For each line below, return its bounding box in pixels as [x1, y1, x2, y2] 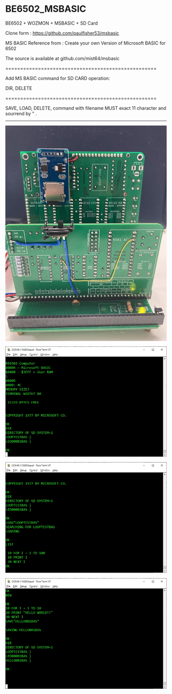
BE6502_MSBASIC [5, 3, 87, 15]
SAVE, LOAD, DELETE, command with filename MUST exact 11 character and [5, 105, 166, 111]
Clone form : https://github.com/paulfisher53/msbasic [5, 30, 119, 36]
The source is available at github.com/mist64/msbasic [5, 55, 120, 62]
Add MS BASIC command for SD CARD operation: [5, 75, 110, 81]
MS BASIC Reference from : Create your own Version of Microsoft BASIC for [5, 39, 166, 46]
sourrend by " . [5, 110, 37, 116]
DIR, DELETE [5, 85, 32, 91]
